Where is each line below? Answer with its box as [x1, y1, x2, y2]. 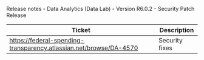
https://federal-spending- [9, 36, 85, 44]
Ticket [72, 26, 91, 34]
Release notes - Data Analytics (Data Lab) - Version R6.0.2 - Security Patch [6, 5, 195, 12]
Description [159, 26, 194, 34]
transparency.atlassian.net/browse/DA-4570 [9, 44, 138, 52]
